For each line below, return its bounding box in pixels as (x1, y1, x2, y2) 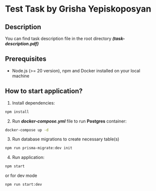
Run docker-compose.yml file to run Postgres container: (12, 118, 127, 124)
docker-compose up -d (5, 127, 49, 132)
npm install (5, 109, 29, 114)
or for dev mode (5, 173, 37, 178)
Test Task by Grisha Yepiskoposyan (5, 3, 152, 15)
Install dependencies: (12, 100, 55, 105)
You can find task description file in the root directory (5, 35, 111, 41)
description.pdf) (5, 41, 39, 47)
